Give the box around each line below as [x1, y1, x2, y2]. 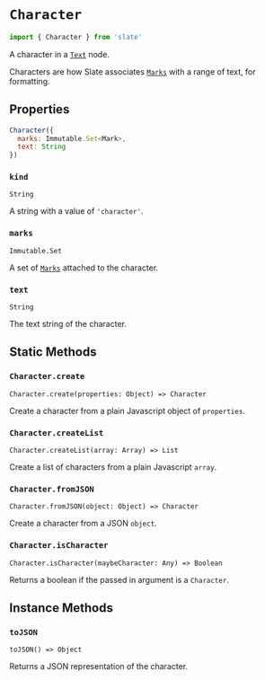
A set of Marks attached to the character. [9, 262, 159, 273]
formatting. [9, 75, 51, 86]
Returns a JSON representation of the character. [9, 661, 189, 672]
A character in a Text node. [9, 49, 110, 59]
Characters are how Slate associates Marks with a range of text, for [9, 66, 256, 77]
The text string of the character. [9, 319, 128, 330]
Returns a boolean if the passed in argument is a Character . [9, 574, 229, 585]
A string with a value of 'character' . [9, 206, 144, 216]
